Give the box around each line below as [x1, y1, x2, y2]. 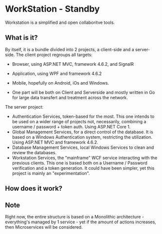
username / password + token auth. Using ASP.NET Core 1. [12, 124, 131, 129]
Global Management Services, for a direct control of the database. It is [12, 129, 153, 135]
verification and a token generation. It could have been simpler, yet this [12, 165, 155, 171]
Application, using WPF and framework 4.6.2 [12, 71, 102, 76]
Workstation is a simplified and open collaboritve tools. [5, 19, 115, 25]
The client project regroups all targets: [16, 52, 92, 57]
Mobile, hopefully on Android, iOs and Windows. [12, 80, 109, 86]
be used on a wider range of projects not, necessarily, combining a [12, 118, 146, 125]
